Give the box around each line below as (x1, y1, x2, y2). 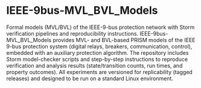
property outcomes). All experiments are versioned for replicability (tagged (6, 68, 193, 75)
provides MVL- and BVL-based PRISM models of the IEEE (53, 36, 196, 43)
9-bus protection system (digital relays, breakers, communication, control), (6, 43, 193, 50)
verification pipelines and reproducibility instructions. (6, 30, 139, 37)
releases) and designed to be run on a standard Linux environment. (6, 75, 174, 82)
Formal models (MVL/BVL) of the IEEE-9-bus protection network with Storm (6, 24, 195, 31)
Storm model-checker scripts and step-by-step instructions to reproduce (6, 55, 188, 63)
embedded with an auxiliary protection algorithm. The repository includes (6, 49, 189, 56)
